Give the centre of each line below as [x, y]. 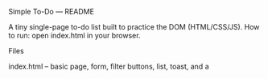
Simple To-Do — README [52, 12]
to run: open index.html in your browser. [74, 36]
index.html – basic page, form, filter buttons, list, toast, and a [109, 66]
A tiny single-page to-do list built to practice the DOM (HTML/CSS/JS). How [134, 27]
